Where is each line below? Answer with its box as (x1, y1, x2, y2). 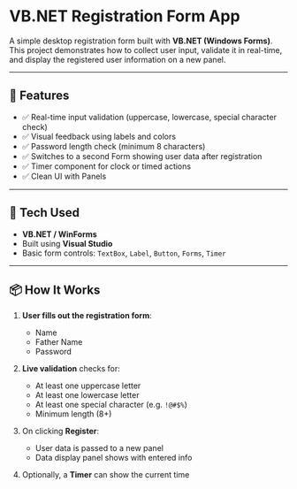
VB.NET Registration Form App (9, 6, 240, 27)
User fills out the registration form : (21, 310, 152, 321)
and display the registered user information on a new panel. (9, 54, 226, 65)
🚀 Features (9, 88, 70, 103)
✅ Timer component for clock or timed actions (21, 161, 192, 172)
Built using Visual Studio (21, 238, 113, 248)
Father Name (34, 337, 83, 348)
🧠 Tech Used (9, 205, 80, 220)
